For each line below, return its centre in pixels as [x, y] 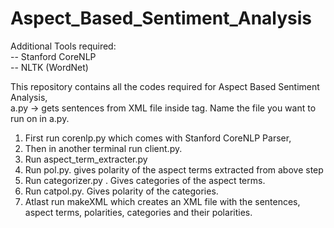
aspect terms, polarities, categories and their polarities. [138, 212]
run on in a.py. [40, 118]
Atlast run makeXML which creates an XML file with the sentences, [162, 201]
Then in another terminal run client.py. [103, 148]
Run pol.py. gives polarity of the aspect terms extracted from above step [174, 169]
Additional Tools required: [63, 46]
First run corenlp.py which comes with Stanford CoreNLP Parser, [158, 138]
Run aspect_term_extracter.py [86, 159]
